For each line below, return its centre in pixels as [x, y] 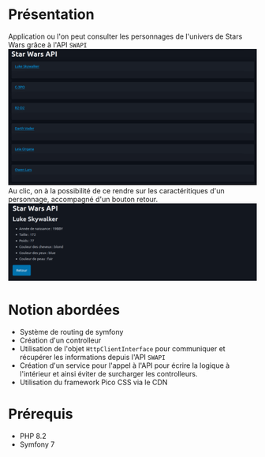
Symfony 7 [37, 444]
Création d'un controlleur [60, 340]
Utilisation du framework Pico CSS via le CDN [93, 382]
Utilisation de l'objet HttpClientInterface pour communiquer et [123, 348]
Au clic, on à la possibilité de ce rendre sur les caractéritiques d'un [116, 190]
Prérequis [41, 414]
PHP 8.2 [33, 436]
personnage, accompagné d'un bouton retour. [83, 199]
